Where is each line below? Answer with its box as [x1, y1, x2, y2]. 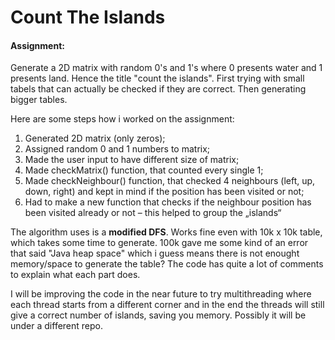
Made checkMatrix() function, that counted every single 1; [24, 164, 264, 176]
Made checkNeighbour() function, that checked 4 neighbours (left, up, [24, 175, 316, 187]
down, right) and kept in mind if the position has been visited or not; [24, 186, 305, 198]
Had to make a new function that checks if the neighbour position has [24, 196, 312, 208]
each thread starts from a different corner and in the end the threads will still [10, 299, 325, 311]
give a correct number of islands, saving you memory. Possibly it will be [10, 309, 307, 321]
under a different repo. [10, 320, 104, 332]
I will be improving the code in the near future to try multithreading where [10, 288, 312, 300]
